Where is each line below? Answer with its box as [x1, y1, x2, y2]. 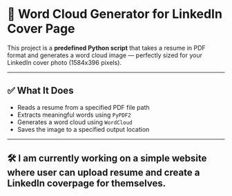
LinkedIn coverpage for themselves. [7, 177, 166, 189]
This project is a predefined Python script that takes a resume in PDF [7, 43, 206, 52]
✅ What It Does [7, 85, 74, 97]
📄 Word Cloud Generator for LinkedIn [7, 6, 223, 22]
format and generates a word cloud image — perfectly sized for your [7, 51, 202, 59]
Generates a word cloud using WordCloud [17, 117, 133, 126]
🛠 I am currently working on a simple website [7, 153, 207, 164]
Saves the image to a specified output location [17, 125, 150, 133]
